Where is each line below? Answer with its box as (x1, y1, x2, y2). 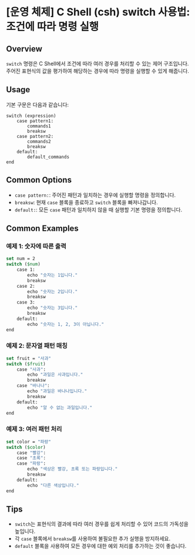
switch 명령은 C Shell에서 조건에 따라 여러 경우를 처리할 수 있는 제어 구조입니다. (6, 60, 189, 67)
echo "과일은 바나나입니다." (27, 388, 88, 394)
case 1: (16, 267, 35, 273)
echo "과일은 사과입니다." (27, 372, 83, 378)
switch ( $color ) (6, 444, 46, 450)
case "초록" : (16, 455, 46, 461)
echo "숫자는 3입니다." (27, 305, 78, 311)
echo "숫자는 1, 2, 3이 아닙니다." (27, 321, 105, 327)
